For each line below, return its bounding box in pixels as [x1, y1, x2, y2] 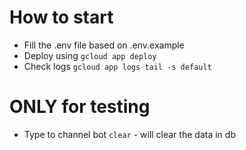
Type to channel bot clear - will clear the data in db [23, 128, 236, 140]
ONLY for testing [9, 96, 151, 118]
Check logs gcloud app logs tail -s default [23, 60, 212, 72]
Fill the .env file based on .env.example [23, 39, 185, 51]
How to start [9, 6, 114, 29]
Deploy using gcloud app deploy [23, 49, 157, 61]
